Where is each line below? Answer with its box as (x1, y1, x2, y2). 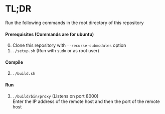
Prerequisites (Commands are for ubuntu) (5, 31, 94, 37)
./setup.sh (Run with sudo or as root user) (12, 48, 99, 54)
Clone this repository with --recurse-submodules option (12, 42, 126, 48)
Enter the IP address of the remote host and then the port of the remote (12, 98, 160, 104)
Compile (5, 59, 24, 65)
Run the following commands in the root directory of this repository (5, 20, 144, 26)
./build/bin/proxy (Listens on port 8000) (12, 93, 99, 99)
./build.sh (12, 71, 36, 76)
